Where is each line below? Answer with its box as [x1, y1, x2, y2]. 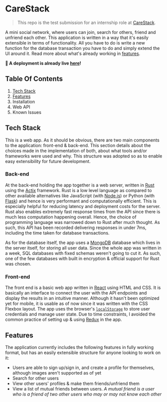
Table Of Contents [5, 74, 63, 83]
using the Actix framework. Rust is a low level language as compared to [5, 187, 152, 193]
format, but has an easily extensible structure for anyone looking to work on [5, 349, 161, 355]
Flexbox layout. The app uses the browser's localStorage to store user [5, 306, 151, 312]
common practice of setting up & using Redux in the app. [5, 316, 122, 322]
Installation [12, 98, 35, 104]
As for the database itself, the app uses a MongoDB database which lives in [5, 239, 161, 245]
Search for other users [12, 375, 59, 381]
